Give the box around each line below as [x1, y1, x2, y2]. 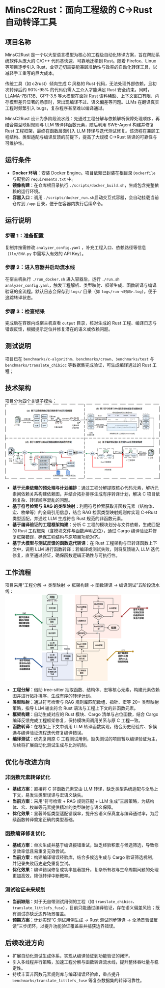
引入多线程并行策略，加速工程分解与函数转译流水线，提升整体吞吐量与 [12, 959, 155, 965]
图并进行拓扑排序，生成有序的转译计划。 [12, 693, 94, 699]
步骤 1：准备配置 [5, 232, 44, 239]
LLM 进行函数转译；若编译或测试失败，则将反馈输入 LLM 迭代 [35, 546, 160, 552]
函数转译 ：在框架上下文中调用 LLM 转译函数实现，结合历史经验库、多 [12, 724, 153, 730]
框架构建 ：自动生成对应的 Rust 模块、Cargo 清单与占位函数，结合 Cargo [12, 712, 159, 717]
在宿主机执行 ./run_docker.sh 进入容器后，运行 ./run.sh [5, 276, 120, 282]
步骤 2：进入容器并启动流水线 [5, 264, 75, 271]
